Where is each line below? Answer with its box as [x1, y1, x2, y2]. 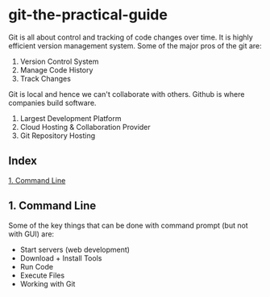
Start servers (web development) [19, 245, 131, 254]
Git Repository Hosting [19, 131, 96, 140]
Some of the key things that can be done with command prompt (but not [8, 220, 248, 230]
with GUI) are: [8, 228, 55, 239]
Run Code [19, 261, 54, 271]
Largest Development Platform [19, 113, 122, 123]
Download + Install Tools [19, 253, 102, 263]
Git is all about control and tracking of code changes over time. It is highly [8, 32, 254, 42]
